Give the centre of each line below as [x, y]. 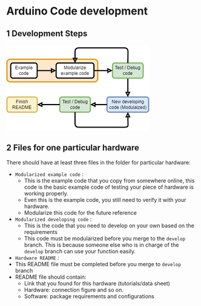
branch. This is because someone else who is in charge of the [101, 245]
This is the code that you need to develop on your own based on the [109, 226]
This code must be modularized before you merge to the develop [105, 238]
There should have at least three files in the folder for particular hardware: [98, 162]
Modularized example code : [49, 174]
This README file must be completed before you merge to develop [98, 264]
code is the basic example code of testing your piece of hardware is [109, 187]
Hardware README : [37, 258]
